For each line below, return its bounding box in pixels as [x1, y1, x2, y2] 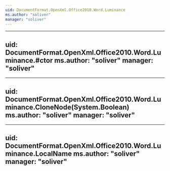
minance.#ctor [5, 56, 53, 65]
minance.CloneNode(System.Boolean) [5, 103, 130, 111]
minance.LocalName [5, 150, 72, 158]
